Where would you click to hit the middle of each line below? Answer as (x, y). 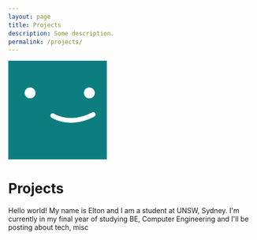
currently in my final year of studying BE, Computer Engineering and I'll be (128, 219)
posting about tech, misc (48, 227)
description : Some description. (61, 33)
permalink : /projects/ (45, 42)
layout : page (30, 17)
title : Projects (35, 25)
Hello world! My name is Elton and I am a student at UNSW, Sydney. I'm (124, 211)
